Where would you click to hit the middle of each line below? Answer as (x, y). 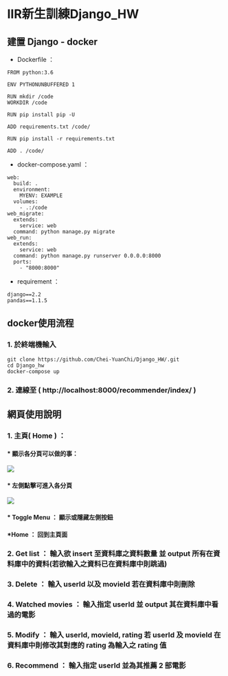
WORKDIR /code (27, 103)
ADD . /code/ (26, 151)
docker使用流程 (41, 323)
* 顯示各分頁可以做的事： (43, 453)
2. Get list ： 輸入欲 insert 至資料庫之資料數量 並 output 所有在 (110, 553)
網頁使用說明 (34, 414)
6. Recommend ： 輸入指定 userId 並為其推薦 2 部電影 (97, 666)
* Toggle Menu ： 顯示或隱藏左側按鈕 (60, 517)
